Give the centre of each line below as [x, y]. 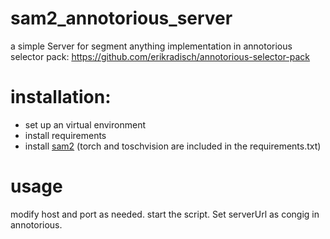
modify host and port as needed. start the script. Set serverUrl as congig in [165, 214]
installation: [61, 97]
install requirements [65, 135]
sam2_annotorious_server [121, 18]
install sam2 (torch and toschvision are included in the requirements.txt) [173, 146]
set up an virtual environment [85, 124]
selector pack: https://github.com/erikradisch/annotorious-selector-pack [160, 56]
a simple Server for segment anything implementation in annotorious [151, 46]
